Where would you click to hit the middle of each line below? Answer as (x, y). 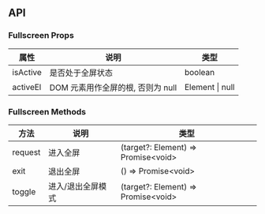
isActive (27, 72)
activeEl (27, 87)
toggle (24, 191)
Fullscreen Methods (47, 111)
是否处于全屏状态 (81, 73)
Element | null (209, 87)
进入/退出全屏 (74, 186)
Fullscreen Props (41, 36)
